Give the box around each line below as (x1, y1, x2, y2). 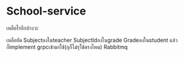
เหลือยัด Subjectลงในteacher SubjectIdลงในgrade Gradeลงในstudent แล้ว (6, 36, 178, 44)
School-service (6, 4, 87, 18)
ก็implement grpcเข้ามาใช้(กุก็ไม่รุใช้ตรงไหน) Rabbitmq (6, 43, 128, 50)
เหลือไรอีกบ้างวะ (6, 24, 38, 32)
